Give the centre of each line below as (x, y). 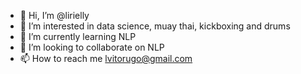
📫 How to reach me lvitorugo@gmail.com (106, 58)
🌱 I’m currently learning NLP (78, 36)
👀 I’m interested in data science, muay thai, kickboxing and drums (155, 26)
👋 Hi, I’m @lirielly (54, 15)
